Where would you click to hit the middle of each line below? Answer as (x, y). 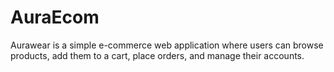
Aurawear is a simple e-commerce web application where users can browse (167, 45)
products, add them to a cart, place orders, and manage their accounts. (157, 55)
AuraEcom (55, 17)
